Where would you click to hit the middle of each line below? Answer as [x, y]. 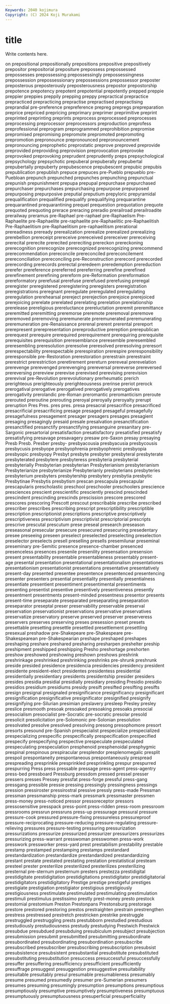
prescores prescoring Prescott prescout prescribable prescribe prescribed [83, 503]
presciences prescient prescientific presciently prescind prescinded [76, 492]
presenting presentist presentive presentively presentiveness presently [79, 590]
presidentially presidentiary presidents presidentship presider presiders [80, 676]
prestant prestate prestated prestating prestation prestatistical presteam [81, 861]
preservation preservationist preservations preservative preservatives [78, 611]
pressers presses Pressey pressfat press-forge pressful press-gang [76, 780]
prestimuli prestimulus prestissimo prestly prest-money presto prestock [80, 899]
